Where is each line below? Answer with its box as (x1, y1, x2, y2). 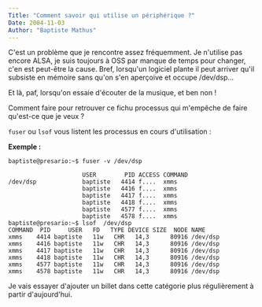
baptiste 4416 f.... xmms (82, 185, 178, 193)
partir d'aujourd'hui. (8, 290, 72, 299)
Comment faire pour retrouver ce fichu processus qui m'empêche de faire (8, 103, 248, 113)
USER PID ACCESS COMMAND (82, 171, 189, 179)
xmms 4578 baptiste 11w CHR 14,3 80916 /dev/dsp (8, 268, 220, 276)
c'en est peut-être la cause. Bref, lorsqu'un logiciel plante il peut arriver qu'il (8, 65, 255, 74)
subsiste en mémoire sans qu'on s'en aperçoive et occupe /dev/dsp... (8, 72, 234, 83)
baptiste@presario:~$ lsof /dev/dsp (8, 220, 132, 227)
